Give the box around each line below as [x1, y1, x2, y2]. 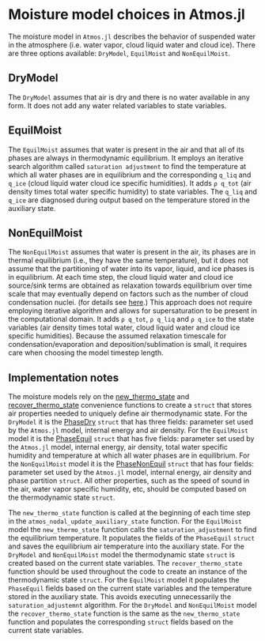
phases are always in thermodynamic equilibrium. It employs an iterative [8, 153, 244, 163]
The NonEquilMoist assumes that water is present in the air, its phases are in [8, 247, 256, 257]
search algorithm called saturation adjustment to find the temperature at [8, 161, 247, 171]
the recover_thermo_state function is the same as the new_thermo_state [8, 609, 240, 618]
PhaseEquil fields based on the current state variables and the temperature [8, 583, 252, 594]
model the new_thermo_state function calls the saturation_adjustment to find [8, 525, 257, 534]
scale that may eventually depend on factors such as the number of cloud [8, 289, 249, 299]
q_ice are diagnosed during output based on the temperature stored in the [8, 195, 251, 205]
